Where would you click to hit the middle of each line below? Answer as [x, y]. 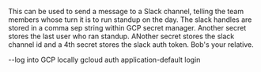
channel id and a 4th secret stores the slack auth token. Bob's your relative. [131, 45]
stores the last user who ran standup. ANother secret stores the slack [121, 36]
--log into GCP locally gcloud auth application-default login [104, 59]
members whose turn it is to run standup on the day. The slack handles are [130, 20]
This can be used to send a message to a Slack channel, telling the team [126, 11]
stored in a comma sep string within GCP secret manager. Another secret [127, 28]
